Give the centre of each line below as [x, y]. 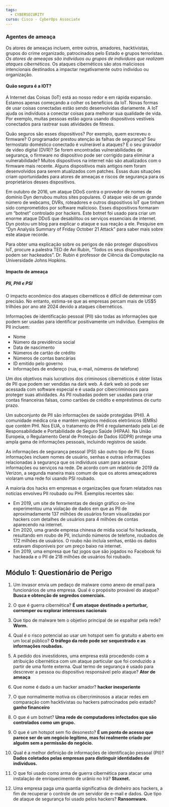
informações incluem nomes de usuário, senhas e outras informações [78, 457]
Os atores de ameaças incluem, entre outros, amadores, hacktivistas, [77, 48]
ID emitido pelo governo [38, 363]
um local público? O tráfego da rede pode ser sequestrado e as [79, 641]
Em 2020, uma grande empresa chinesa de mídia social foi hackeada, [85, 530]
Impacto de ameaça [27, 272]
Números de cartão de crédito [44, 353]
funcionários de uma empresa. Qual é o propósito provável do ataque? [86, 590]
